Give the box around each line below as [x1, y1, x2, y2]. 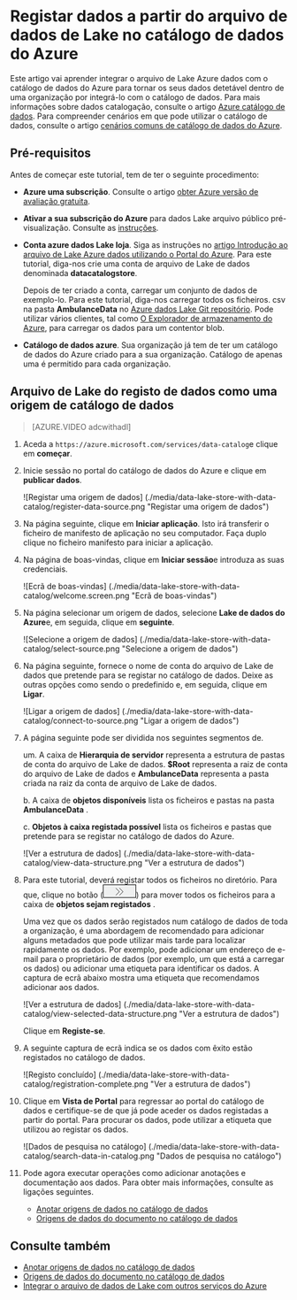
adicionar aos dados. [22, 981, 100, 992]
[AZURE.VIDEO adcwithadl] [31, 421, 132, 432]
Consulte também [10, 1238, 111, 1253]
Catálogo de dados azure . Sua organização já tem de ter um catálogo [22, 339, 278, 350]
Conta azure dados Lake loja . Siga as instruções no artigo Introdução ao [22, 239, 288, 250]
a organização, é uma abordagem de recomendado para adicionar [22, 925, 264, 935]
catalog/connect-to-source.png [22, 715, 139, 726]
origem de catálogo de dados [10, 398, 175, 413]
